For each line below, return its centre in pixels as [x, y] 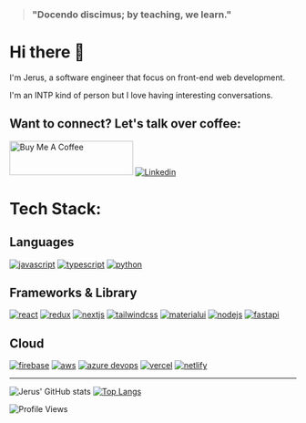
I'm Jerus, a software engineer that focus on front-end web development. [147, 77]
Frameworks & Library [73, 293]
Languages [42, 242]
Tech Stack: [56, 208]
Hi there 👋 [47, 52]
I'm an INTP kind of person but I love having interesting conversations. [141, 95]
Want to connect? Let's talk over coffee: [125, 124]
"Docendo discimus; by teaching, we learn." [132, 15]
